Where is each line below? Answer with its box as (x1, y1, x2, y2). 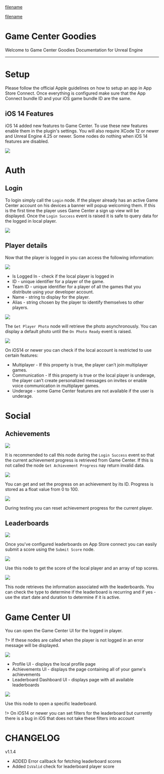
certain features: (5, 352, 39, 358)
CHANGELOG (5, 733, 60, 744)
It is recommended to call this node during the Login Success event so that (5, 452, 155, 458)
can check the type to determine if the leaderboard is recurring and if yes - (5, 589, 156, 595)
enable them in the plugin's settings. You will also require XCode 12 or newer (5, 128, 159, 134)
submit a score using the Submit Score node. (5, 546, 95, 552)
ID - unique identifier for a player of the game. (12, 278, 105, 284)
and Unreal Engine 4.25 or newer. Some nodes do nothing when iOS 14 (5, 133, 148, 139)
